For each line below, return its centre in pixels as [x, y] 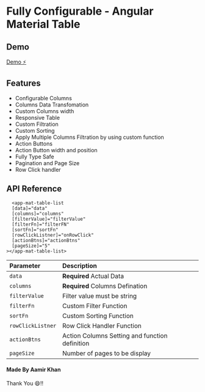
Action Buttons [34, 143]
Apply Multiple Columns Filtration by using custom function [90, 137]
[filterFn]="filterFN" [41, 224]
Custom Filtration [37, 124]
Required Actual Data [93, 276]
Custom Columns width [45, 111]
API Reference [34, 189]
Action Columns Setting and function [115, 336]
